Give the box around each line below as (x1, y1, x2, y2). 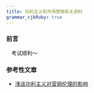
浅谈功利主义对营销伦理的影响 (14, 81, 88, 88)
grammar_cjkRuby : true (6, 14, 62, 20)
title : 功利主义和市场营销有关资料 (6, 8, 83, 15)
